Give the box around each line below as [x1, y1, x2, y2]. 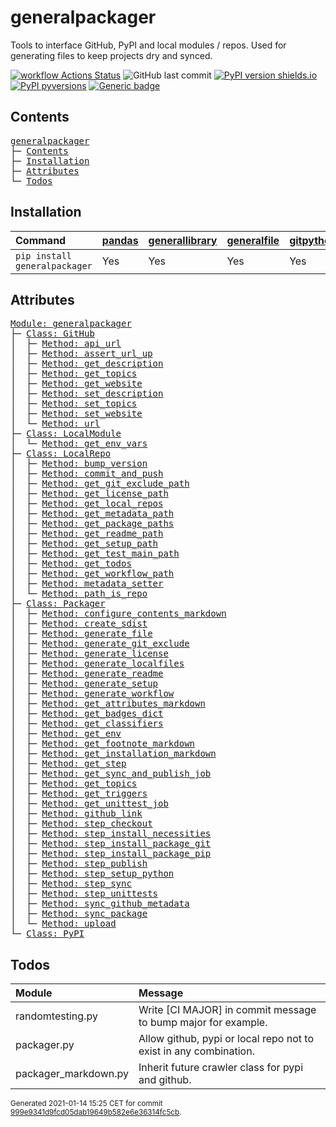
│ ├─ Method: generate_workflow [10, 688, 175, 700]
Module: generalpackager [10, 318, 132, 330]
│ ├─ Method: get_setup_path [10, 538, 159, 550]
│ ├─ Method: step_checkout [10, 818, 153, 830]
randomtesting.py [15, 1009, 98, 1023]
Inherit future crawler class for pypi [138, 1061, 304, 1075]
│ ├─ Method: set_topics [10, 398, 138, 410]
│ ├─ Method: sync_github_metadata [10, 898, 190, 910]
